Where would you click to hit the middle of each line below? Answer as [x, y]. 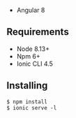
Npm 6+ [29, 56]
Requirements [38, 32]
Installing [27, 86]
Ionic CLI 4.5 [35, 64]
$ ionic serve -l [32, 108]
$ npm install [27, 102]
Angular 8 [31, 10]
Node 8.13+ [33, 49]
